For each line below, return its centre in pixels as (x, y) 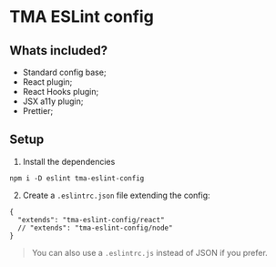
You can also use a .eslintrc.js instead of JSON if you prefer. (150, 252)
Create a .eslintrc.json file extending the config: (117, 195)
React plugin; (47, 82)
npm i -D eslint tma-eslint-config (77, 178)
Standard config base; (64, 72)
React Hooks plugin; (61, 92)
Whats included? (58, 51)
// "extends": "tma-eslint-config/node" (95, 228)
